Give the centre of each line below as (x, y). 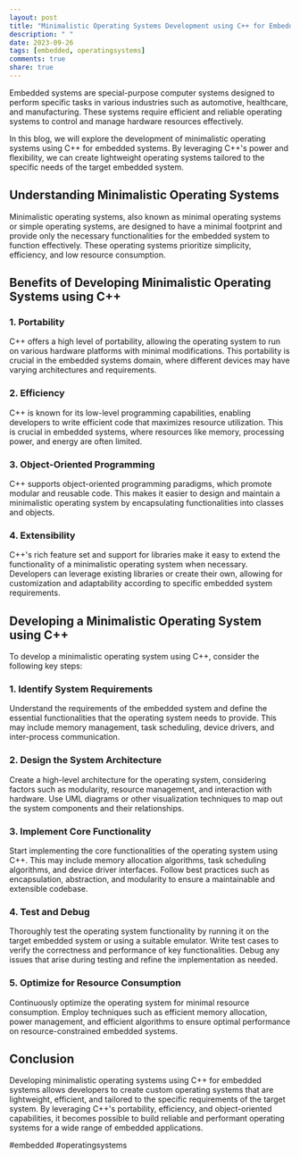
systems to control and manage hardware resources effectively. (126, 121)
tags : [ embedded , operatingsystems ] (77, 51)
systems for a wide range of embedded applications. (106, 1128)
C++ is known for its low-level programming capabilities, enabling (130, 413)
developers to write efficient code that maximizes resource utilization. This (146, 422)
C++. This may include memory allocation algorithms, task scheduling (137, 860)
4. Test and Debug (50, 911)
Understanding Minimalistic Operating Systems (144, 195)
